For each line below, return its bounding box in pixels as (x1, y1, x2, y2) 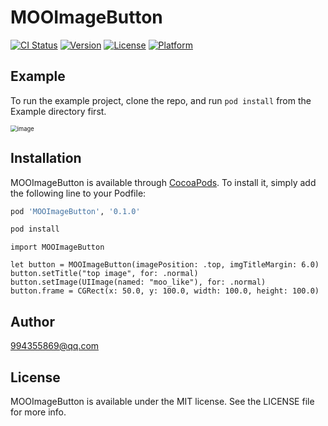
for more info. (10, 406, 67, 418)
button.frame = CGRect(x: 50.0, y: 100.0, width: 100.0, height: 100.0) (10, 286, 320, 296)
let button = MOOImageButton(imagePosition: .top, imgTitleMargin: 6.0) (10, 260, 320, 270)
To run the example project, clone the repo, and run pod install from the (10, 94, 312, 106)
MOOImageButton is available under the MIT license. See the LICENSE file (10, 395, 315, 407)
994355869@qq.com (10, 340, 100, 352)
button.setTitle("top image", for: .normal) (10, 269, 199, 279)
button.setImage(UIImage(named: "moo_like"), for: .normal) (10, 277, 267, 288)
